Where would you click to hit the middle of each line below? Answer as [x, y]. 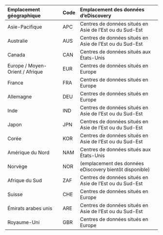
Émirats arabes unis [30, 208]
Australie [18, 41]
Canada [16, 55]
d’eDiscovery [96, 16]
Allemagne [20, 97]
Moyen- [37, 66]
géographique [24, 16]
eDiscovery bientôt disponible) [115, 169]
